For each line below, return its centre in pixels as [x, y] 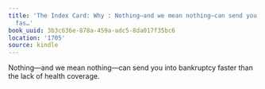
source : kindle [33, 45]
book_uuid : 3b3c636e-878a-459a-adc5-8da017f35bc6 [92, 30]
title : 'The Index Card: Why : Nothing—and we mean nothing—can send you [133, 15]
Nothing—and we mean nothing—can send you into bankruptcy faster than [131, 68]
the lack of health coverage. [54, 76]
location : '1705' [37, 38]
